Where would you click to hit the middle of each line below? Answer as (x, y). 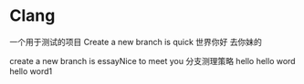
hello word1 (31, 71)
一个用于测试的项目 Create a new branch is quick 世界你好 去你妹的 (136, 42)
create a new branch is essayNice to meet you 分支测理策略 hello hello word (152, 61)
